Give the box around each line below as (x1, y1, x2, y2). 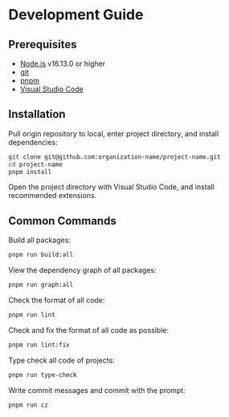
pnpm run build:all (8, 251, 74, 259)
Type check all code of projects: (8, 355, 115, 365)
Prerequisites (8, 38, 77, 51)
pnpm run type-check (8, 370, 78, 379)
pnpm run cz (8, 401, 48, 409)
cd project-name (8, 160, 63, 168)
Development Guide (8, 6, 144, 24)
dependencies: (8, 137, 58, 147)
